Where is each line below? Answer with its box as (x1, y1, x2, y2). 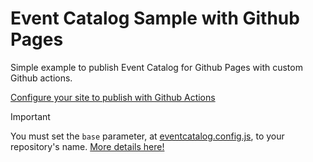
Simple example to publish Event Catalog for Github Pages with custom (10, 61, 303, 73)
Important (10, 110, 51, 122)
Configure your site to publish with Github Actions (10, 91, 216, 103)
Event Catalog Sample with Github (10, 7, 300, 30)
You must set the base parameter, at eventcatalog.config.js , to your (10, 130, 285, 142)
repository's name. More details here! (10, 140, 165, 152)
